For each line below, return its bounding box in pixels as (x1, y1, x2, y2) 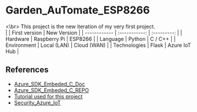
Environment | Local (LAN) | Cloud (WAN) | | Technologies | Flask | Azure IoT (5, 42, 192, 49)
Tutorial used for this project (14, 93, 83, 100)
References (5, 65, 49, 75)
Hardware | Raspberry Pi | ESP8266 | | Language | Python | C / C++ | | (5, 35, 176, 42)
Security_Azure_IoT (14, 99, 61, 106)
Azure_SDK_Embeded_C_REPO (14, 86, 89, 94)
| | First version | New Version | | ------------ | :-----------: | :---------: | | (5, 29, 183, 36)
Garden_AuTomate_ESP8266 (5, 4, 151, 17)
